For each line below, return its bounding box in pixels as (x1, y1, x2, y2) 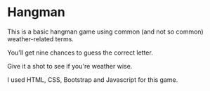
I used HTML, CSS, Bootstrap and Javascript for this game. (7, 75, 178, 84)
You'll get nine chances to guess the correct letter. (7, 48, 153, 57)
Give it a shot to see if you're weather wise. (7, 62, 133, 70)
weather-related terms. (7, 34, 74, 43)
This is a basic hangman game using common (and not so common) (7, 27, 204, 36)
